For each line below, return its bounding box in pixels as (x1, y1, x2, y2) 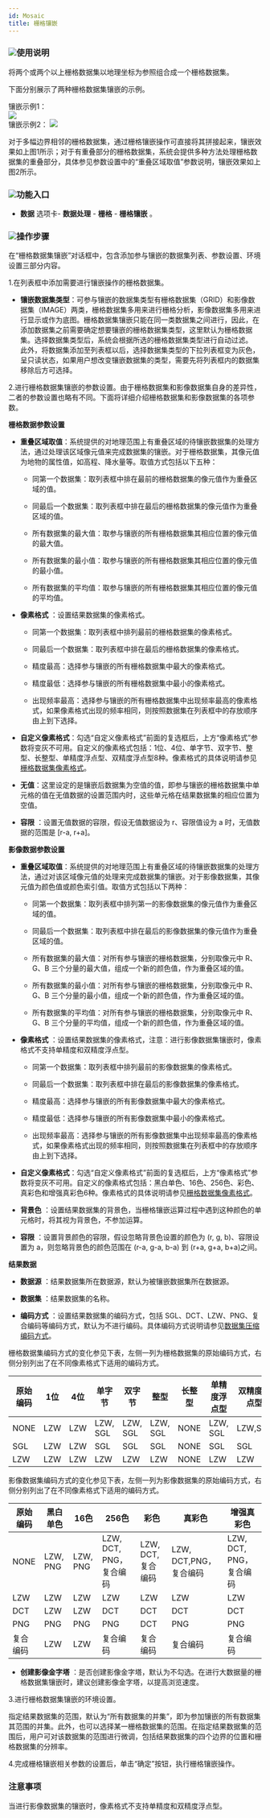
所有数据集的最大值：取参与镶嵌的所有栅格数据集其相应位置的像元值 (31, 528, 258, 538)
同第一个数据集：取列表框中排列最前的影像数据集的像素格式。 (31, 1062, 237, 1072)
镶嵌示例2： (8, 119, 48, 129)
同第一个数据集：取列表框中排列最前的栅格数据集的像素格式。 (31, 627, 237, 637)
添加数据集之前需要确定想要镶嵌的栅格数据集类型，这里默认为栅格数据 (19, 325, 253, 335)
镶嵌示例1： (8, 101, 47, 111)
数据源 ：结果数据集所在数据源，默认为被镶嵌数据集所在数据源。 (19, 1277, 234, 1286)
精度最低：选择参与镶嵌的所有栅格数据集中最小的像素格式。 (31, 678, 230, 689)
